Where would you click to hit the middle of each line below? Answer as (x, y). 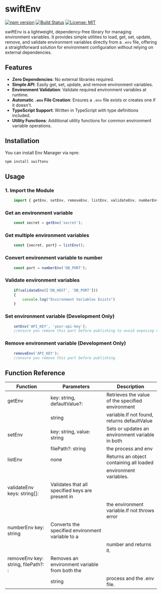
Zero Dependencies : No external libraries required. (63, 79)
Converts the (65, 525)
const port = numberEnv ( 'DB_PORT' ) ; (51, 268)
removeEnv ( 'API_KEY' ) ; (36, 353)
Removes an (64, 559)
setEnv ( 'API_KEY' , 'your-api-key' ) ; (51, 326)
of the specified (124, 401)
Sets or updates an (128, 429)
